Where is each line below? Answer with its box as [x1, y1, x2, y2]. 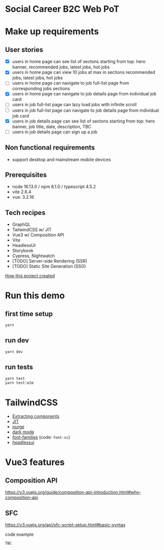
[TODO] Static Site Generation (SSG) [12, 263, 86, 269]
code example [5, 531, 34, 537]
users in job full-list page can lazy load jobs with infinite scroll [12, 102, 137, 108]
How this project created [5, 273, 55, 279]
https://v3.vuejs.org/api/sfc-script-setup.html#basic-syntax [5, 522, 126, 527]
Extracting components [12, 413, 60, 419]
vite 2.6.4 [12, 189, 32, 195]
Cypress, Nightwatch [12, 253, 55, 259]
